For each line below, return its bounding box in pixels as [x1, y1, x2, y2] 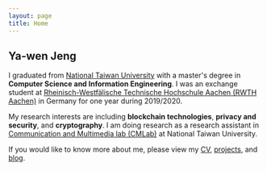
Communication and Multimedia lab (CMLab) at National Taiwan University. [8, 129, 258, 139]
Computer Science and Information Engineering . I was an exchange [8, 79, 238, 89]
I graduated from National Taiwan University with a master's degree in [8, 70, 241, 81]
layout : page [8, 11, 52, 20]
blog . [8, 153, 26, 163]
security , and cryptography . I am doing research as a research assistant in [8, 120, 260, 130]
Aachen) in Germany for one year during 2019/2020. [8, 96, 183, 106]
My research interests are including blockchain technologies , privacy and [8, 112, 257, 122]
